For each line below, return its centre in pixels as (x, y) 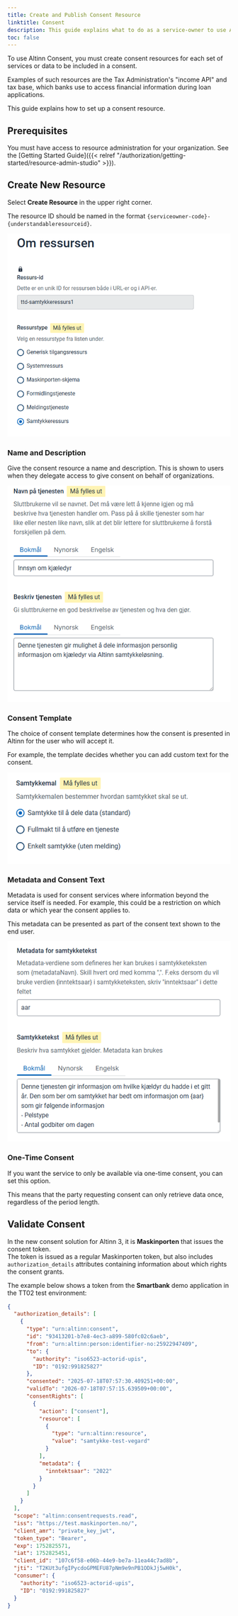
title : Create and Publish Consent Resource (74, 15)
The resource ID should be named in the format (76, 215)
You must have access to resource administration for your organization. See (118, 148)
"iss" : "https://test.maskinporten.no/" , (76, 1523)
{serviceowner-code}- (179, 216)
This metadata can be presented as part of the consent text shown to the (114, 924)
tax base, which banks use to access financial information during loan (109, 87)
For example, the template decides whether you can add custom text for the (118, 755)
